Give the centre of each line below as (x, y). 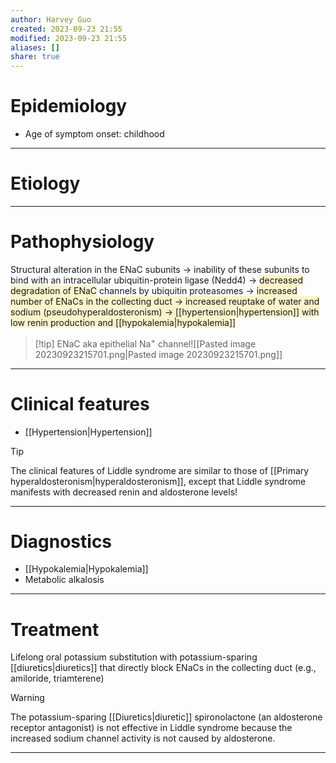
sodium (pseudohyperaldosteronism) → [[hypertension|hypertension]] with (165, 312)
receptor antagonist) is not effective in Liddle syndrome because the (151, 728)
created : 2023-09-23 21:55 (66, 29)
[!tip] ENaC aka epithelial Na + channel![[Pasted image (145, 343)
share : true (35, 57)
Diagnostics (61, 541)
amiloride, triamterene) (57, 678)
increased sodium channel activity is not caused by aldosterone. (143, 738)
